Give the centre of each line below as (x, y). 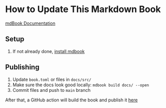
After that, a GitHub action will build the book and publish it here (71, 100)
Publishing (22, 67)
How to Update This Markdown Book (83, 9)
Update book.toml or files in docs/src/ (52, 79)
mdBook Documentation (30, 23)
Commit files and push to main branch (52, 90)
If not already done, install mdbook (49, 51)
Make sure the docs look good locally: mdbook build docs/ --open (81, 85)
